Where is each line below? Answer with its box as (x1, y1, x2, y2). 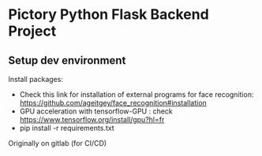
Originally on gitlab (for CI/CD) (8, 139, 107, 147)
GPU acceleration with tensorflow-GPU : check (19, 106, 174, 116)
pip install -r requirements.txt (19, 124, 114, 132)
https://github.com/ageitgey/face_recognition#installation (19, 98, 207, 107)
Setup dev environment (8, 54, 126, 67)
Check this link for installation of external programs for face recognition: (19, 90, 254, 99)
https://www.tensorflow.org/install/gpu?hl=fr (19, 115, 165, 124)
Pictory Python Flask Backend (8, 6, 209, 24)
